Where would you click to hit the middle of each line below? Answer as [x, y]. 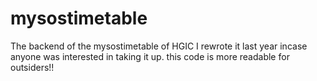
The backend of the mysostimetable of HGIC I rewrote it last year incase [159, 46]
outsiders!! [32, 67]
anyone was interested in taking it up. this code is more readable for [150, 56]
